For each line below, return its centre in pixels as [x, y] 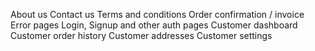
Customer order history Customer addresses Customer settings [141, 35]
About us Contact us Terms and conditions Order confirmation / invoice [157, 14]
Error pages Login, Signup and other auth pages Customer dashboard [154, 25]
